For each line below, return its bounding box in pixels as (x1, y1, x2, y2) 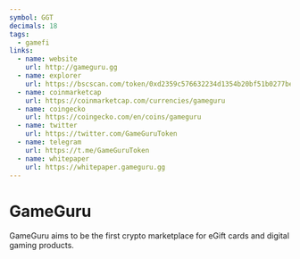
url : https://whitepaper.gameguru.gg (25, 163, 166, 171)
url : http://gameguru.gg (25, 63, 118, 72)
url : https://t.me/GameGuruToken (25, 146, 150, 155)
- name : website (17, 54, 78, 63)
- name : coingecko (17, 104, 87, 113)
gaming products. (9, 240, 74, 251)
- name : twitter (17, 121, 78, 130)
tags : (9, 29, 29, 38)
